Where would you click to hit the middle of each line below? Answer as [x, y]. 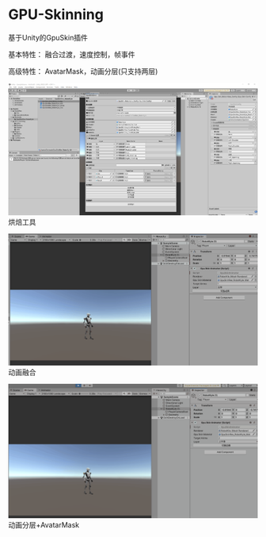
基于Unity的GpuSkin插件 [48, 37]
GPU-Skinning [56, 15]
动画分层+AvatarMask [44, 524]
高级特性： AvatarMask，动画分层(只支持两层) [83, 71]
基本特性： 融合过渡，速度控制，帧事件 [72, 54]
